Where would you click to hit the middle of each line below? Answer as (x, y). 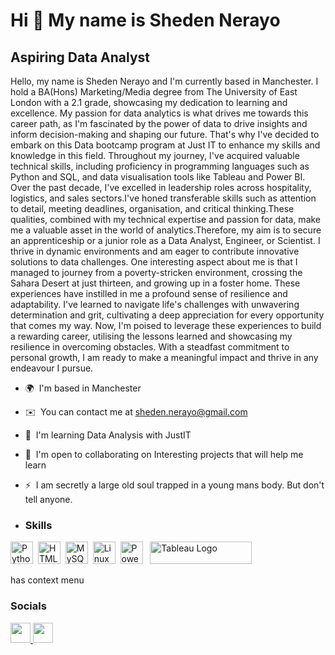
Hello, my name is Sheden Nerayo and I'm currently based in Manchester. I (164, 81)
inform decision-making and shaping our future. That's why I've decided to (165, 134)
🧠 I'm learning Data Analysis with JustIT (108, 435)
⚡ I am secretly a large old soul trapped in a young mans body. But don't (174, 485)
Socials (28, 606)
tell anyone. (48, 499)
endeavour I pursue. (52, 368)
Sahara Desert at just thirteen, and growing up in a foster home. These (155, 283)
